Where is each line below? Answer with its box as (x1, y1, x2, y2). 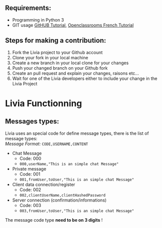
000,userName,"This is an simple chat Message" (19, 161, 119, 166)
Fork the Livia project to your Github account (12, 49, 103, 55)
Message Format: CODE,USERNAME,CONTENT (5, 141, 88, 147)
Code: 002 (19, 186, 42, 193)
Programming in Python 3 (12, 17, 64, 23)
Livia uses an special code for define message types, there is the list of (5, 130, 149, 136)
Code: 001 (19, 171, 41, 177)
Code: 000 (19, 155, 42, 161)
